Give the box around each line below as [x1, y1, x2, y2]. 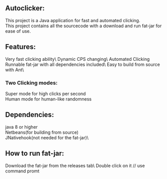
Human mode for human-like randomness [5, 96, 92, 102]
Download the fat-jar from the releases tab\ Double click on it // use [5, 162, 145, 168]
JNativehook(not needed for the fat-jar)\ [5, 134, 89, 140]
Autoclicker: [5, 4, 45, 13]
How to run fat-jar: [5, 149, 64, 158]
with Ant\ [5, 66, 24, 72]
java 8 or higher [5, 124, 38, 130]
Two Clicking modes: [5, 79, 58, 86]
